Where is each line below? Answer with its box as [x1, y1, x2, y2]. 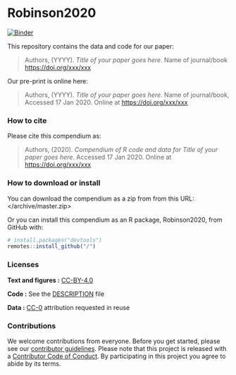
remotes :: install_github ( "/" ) [7, 243, 97, 250]
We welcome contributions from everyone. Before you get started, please [7, 337, 221, 345]
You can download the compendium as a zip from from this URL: [7, 194, 195, 203]
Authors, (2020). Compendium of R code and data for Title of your [24, 145, 218, 154]
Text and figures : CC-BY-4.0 [7, 275, 94, 284]
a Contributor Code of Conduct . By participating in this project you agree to [7, 352, 226, 360]
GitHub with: [7, 222, 44, 231]
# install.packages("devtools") [7, 237, 102, 244]
